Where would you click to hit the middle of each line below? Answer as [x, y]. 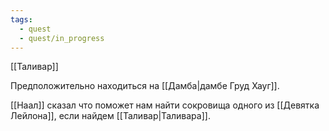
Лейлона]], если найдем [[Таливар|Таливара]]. [110, 116]
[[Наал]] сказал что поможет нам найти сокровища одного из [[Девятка [165, 105]
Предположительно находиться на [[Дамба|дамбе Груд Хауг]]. [145, 86]
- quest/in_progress [62, 38]
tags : [21, 19]
